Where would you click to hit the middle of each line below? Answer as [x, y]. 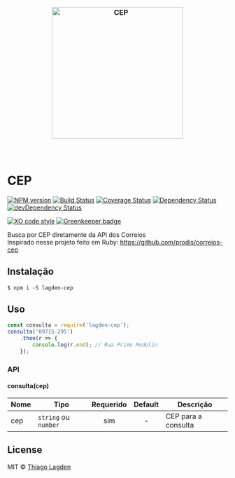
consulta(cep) [28, 386]
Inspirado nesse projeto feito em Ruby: [63, 242]
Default [147, 404]
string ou [54, 417]
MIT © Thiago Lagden [39, 467]
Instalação [31, 272]
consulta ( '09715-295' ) [40, 332]
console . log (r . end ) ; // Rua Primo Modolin [95, 345]
